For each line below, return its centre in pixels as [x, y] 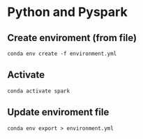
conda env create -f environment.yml [62, 54]
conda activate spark [39, 91]
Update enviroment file [58, 112]
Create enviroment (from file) [72, 38]
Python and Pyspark [67, 12]
